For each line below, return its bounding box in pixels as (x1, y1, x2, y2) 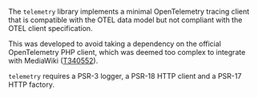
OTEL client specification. (8, 24, 94, 33)
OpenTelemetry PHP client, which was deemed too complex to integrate (8, 48, 246, 56)
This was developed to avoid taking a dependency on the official (8, 39, 222, 48)
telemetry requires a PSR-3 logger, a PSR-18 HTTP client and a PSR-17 (8, 72, 242, 80)
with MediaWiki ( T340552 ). (8, 56, 99, 65)
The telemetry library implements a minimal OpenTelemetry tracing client (8, 7, 250, 16)
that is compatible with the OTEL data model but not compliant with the (8, 15, 243, 25)
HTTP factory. (8, 80, 54, 89)
